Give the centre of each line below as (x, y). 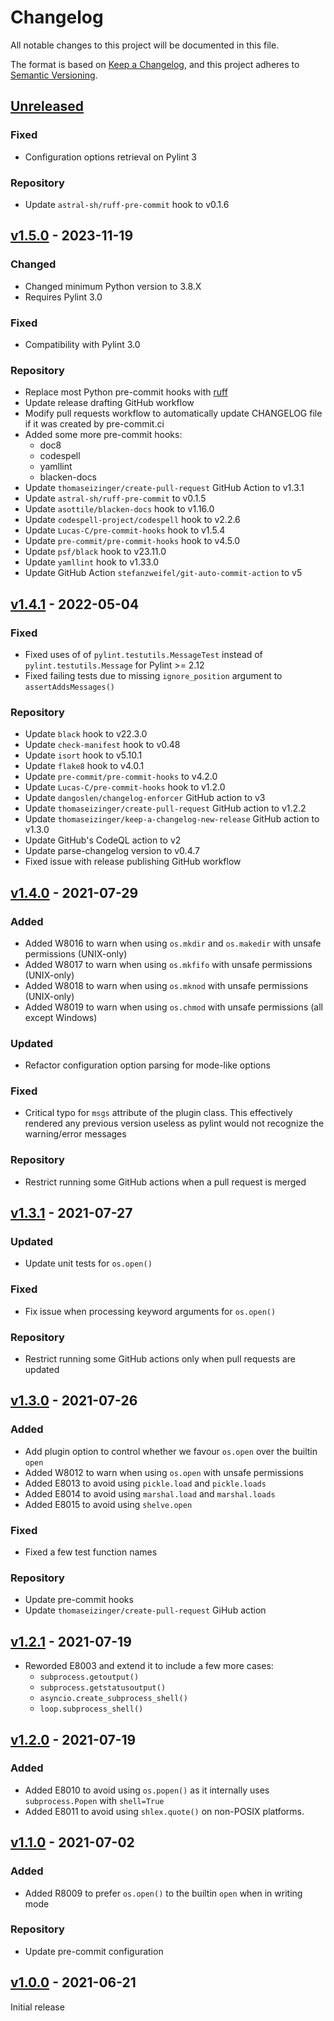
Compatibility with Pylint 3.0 (82, 344)
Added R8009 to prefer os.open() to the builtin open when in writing (163, 1893)
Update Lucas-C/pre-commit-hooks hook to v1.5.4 (125, 530)
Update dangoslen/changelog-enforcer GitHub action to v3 (145, 798)
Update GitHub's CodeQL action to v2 (103, 840)
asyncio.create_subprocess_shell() (113, 1699)
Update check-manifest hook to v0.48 (102, 745)
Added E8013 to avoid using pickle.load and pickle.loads (145, 1483)
